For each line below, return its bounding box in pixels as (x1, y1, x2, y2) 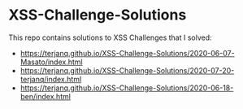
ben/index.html (20, 91, 72, 101)
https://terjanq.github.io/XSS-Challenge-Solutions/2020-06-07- (20, 48, 235, 58)
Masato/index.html (20, 57, 83, 67)
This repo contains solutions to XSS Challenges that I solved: (8, 33, 213, 42)
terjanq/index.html (20, 74, 82, 84)
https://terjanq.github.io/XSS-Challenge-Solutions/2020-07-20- (20, 65, 235, 75)
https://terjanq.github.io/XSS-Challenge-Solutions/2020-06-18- (20, 83, 234, 93)
